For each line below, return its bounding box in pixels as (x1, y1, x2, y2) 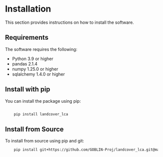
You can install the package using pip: (5, 98, 81, 104)
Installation (5, 3, 51, 15)
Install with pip (5, 85, 50, 94)
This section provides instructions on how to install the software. (5, 19, 134, 25)
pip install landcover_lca (14, 111, 68, 117)
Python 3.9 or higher (12, 56, 53, 62)
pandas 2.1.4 (12, 61, 38, 66)
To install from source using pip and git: (5, 138, 84, 144)
